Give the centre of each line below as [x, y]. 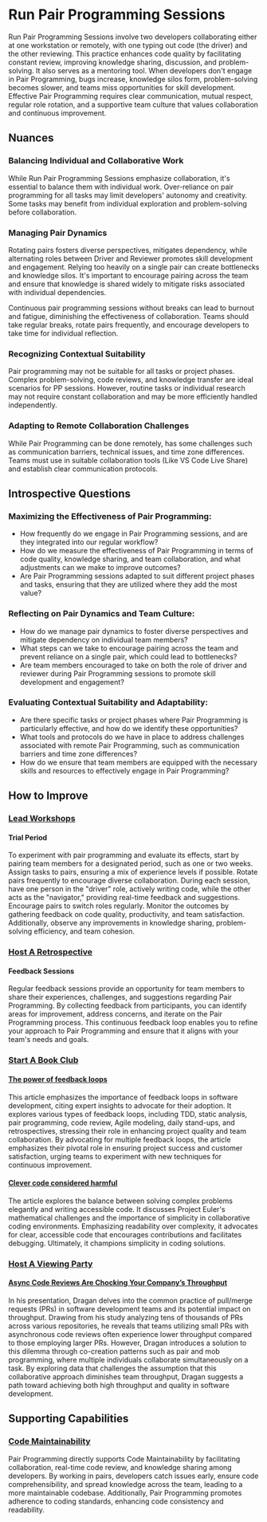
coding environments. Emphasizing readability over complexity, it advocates [133, 1226]
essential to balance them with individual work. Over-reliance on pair [121, 187]
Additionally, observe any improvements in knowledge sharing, [111, 923]
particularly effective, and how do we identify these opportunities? [129, 728]
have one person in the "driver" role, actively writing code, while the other [130, 889]
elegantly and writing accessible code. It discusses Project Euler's [117, 1209]
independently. [33, 405]
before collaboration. [43, 212]
